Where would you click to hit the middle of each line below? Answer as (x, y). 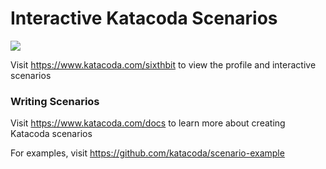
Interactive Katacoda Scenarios (144, 18)
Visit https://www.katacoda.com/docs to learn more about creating (148, 123)
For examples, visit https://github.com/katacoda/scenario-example (147, 153)
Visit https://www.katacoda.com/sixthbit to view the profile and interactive (163, 64)
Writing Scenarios (55, 101)
